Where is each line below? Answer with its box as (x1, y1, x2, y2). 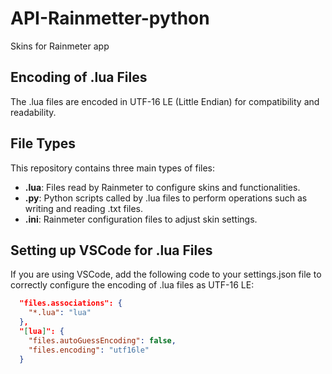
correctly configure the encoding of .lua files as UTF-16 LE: (10, 279, 255, 291)
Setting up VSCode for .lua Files (10, 242, 213, 259)
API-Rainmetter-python (10, 7, 210, 30)
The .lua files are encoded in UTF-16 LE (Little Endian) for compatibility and (10, 95, 320, 107)
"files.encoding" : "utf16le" (28, 345, 150, 355)
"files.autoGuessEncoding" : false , (28, 335, 177, 346)
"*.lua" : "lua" (28, 308, 92, 318)
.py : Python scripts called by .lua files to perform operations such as (24, 192, 308, 204)
